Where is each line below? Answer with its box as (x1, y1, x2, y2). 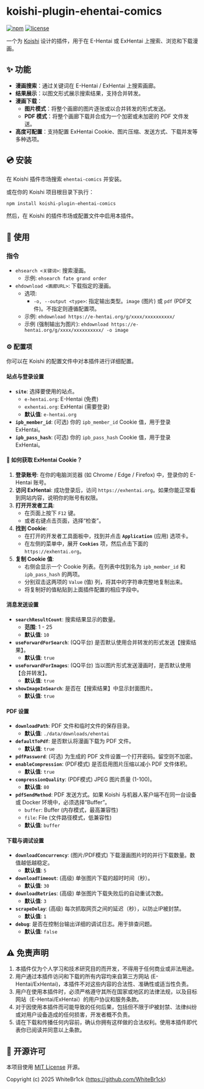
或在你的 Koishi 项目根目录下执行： (6, 188, 95, 195)
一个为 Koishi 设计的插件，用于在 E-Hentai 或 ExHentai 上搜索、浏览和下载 (6, 37, 193, 44)
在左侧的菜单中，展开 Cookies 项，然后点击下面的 (24, 540, 148, 547)
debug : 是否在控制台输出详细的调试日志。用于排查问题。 (15, 920, 156, 928)
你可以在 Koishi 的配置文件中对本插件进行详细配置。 (6, 357, 137, 365)
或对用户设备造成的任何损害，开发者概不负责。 (15, 1011, 133, 1019)
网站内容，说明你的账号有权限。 (20, 494, 101, 501)
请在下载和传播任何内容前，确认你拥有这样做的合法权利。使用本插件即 (15, 1019, 192, 1026)
